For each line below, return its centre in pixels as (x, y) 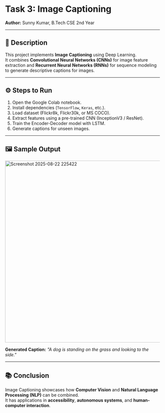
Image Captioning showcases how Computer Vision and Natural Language (82, 390)
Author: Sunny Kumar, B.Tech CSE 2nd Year (50, 23)
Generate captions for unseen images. (51, 128)
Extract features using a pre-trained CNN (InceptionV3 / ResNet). (78, 118)
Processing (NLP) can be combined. (42, 395)
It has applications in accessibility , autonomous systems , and (69, 400)
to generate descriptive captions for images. (50, 70)
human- (142, 400)
